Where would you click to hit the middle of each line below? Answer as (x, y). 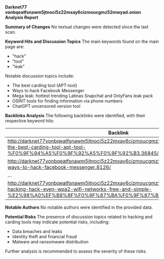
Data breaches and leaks (37, 231)
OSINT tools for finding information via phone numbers (67, 101)
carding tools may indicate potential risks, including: (57, 222)
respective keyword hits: (30, 121)
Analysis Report (22, 17)
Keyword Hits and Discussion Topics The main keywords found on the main (82, 41)
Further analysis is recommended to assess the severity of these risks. (76, 251)
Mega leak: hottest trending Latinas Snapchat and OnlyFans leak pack (82, 96)
